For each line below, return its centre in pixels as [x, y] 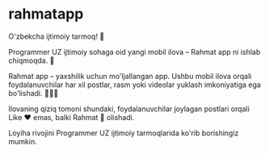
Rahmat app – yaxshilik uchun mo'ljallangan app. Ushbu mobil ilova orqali [130, 76]
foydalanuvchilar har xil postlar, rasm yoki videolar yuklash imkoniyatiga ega [134, 85]
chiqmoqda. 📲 [32, 60]
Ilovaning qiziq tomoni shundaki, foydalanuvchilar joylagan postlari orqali [129, 109]
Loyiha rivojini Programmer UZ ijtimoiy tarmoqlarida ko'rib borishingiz [124, 133]
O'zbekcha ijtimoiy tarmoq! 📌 [57, 36]
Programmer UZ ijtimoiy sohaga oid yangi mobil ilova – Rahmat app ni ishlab [134, 52]
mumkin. [23, 141]
